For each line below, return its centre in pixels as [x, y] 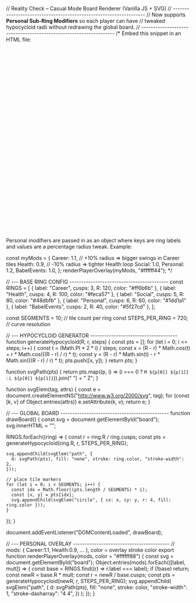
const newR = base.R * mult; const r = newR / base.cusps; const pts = [91, 575]
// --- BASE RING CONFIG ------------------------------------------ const [95, 282]
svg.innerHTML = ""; [31, 426]
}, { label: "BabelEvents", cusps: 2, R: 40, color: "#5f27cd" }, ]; [81, 306]
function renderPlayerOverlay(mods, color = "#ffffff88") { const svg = [90, 556]
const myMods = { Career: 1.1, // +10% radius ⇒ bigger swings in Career [93, 258]
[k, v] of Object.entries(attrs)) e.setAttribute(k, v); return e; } [78, 402]
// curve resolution [28, 324]
